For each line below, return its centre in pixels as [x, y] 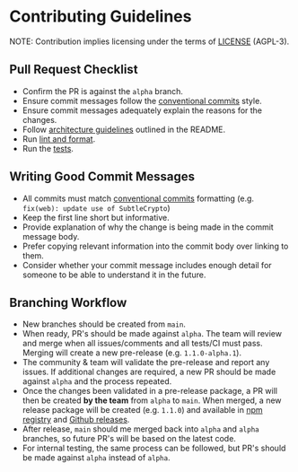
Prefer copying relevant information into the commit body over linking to [155, 246]
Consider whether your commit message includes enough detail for [147, 265]
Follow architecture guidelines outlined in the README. [124, 129]
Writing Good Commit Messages [102, 177]
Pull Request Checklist [74, 70]
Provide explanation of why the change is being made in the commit [148, 227]
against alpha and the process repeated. [97, 381]
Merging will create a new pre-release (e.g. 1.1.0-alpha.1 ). [132, 353]
